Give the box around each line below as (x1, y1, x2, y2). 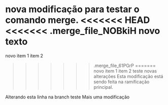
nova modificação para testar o (5, 4, 140, 15)
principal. (93, 84, 113, 90)
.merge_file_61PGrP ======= (93, 62, 156, 68)
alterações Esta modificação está (93, 73, 163, 79)
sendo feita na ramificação (93, 79, 150, 85)
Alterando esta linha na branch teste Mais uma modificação (5, 94, 130, 100)
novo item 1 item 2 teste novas (93, 67, 157, 74)
